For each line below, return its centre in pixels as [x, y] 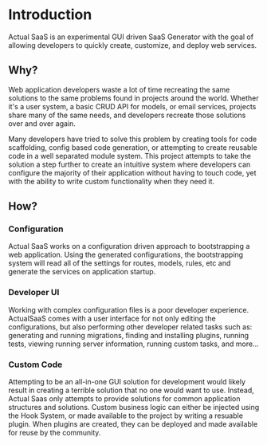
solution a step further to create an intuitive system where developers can [130, 164]
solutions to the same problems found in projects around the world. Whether [133, 98]
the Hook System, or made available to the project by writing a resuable [126, 415]
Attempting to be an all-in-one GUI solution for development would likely [127, 382]
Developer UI [34, 293]
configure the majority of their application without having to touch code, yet [132, 172]
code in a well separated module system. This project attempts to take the [130, 156]
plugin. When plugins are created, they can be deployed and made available [133, 424]
